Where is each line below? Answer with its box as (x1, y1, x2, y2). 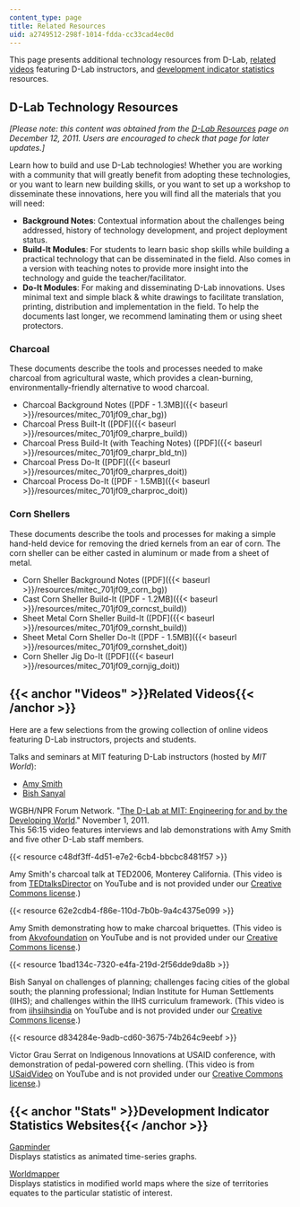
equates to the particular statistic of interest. (9, 1187, 173, 1199)
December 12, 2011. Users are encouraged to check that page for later (9, 133, 270, 144)
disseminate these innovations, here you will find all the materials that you (9, 189, 282, 199)
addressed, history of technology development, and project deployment (21, 225, 288, 236)
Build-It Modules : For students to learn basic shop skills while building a (21, 244, 290, 255)
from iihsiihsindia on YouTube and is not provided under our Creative (9, 1005, 262, 1016)
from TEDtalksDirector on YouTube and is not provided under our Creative (9, 877, 282, 889)
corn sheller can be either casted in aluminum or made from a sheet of (9, 547, 270, 558)
